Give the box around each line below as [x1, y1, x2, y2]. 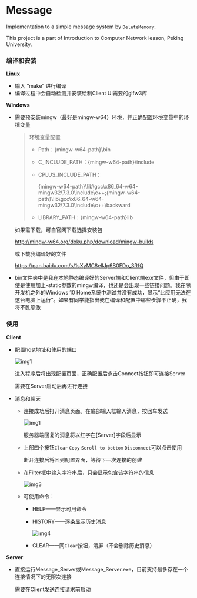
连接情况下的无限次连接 [14, 573, 72, 580]
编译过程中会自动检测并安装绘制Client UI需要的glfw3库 [14, 90, 148, 97]
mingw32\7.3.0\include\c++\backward [38, 201, 131, 209]
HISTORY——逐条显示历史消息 [32, 518, 106, 525]
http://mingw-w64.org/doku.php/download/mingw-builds [14, 238, 154, 245]
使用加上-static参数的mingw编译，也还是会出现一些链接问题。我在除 [25, 282, 191, 289]
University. [6, 41, 32, 48]
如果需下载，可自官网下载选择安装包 [14, 226, 103, 233]
